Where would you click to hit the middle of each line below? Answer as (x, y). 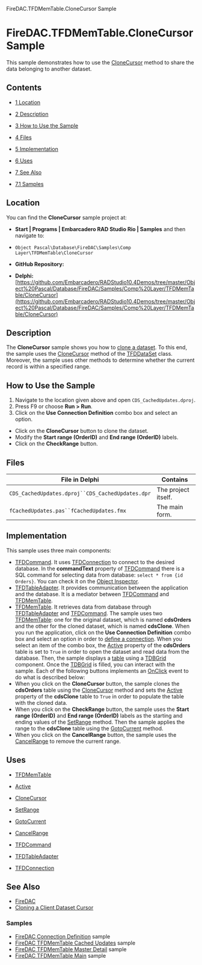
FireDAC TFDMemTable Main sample (60, 955)
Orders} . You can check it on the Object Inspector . (77, 581)
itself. (164, 497)
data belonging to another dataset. (49, 69)
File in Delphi (80, 479)
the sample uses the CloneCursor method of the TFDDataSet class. (90, 354)
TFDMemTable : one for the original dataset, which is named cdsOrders (103, 619)
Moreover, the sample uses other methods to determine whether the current (100, 360)
